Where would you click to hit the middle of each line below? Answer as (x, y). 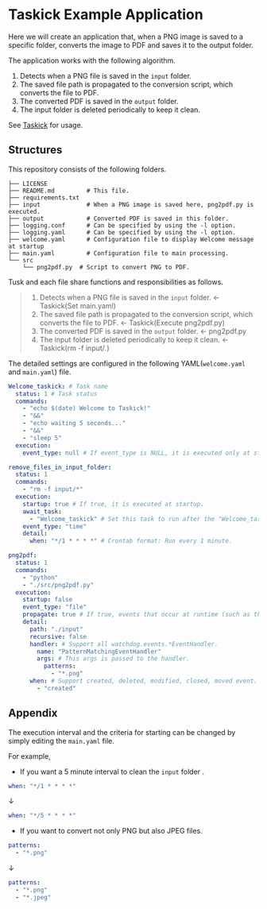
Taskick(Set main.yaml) (78, 306)
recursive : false (58, 636)
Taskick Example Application (106, 15)
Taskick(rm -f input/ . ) (74, 348)
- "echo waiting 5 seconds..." (74, 424)
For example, (30, 756)
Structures (35, 150)
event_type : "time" (55, 526)
